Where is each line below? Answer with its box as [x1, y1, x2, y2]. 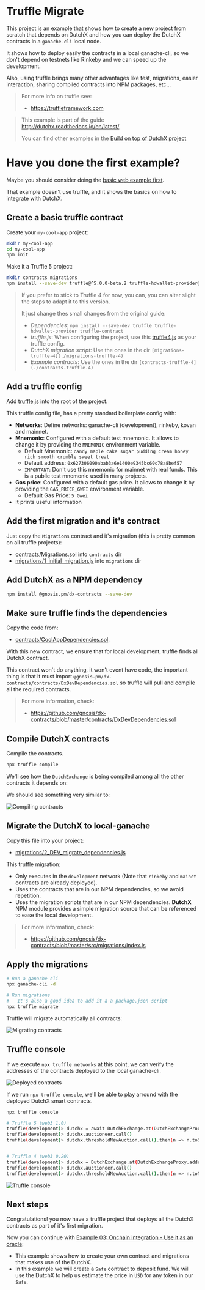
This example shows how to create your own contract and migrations [15, 1252, 189, 1259]
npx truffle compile [6, 762, 59, 768]
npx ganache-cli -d [6, 981, 56, 987]
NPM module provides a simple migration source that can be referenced [15, 905, 197, 912]
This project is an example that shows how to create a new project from [6, 24, 187, 32]
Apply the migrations [6, 959, 88, 970]
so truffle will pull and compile [120, 679, 195, 686]
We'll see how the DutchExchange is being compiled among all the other [6, 773, 184, 780]
